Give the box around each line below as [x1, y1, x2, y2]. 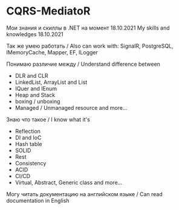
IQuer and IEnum [15, 84, 57, 92]
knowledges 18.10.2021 [6, 30, 63, 37]
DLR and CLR [15, 72, 48, 79]
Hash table [15, 140, 42, 147]
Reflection [15, 127, 41, 135]
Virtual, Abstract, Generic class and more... [15, 179, 123, 186]
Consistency [15, 159, 47, 167]
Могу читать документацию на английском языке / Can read [6, 190, 163, 197]
